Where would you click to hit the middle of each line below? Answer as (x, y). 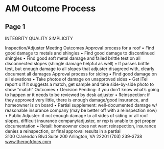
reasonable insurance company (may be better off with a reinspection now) (81, 110)
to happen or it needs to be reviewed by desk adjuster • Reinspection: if (78, 95)
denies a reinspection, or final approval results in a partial (63, 131)
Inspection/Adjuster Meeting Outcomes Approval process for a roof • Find (80, 48)
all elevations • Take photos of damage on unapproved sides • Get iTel (76, 79)
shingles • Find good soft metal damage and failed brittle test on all (73, 58)
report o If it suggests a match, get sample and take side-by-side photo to (80, 84)
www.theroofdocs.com (28, 142)
